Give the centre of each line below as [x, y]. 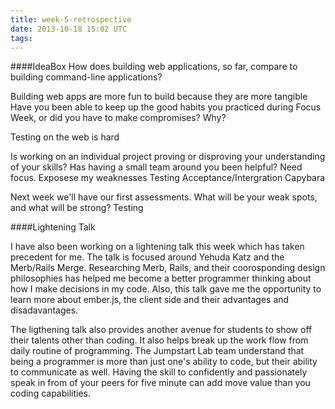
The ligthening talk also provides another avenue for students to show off [161, 330]
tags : [21, 38]
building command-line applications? [86, 77]
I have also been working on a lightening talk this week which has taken [157, 247]
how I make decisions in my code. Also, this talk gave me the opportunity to [166, 289]
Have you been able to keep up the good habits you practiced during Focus [166, 107]
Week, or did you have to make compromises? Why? [118, 118]
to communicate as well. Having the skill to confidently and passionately [159, 372]
